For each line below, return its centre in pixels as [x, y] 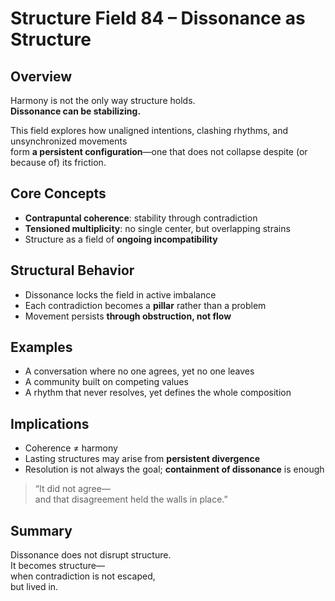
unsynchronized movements [69, 141]
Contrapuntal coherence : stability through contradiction [141, 218]
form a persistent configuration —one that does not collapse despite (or [159, 151]
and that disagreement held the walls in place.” [131, 499]
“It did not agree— [72, 489]
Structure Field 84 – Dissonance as [158, 18]
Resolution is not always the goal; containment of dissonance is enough [174, 469]
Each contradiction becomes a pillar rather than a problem [145, 305]
